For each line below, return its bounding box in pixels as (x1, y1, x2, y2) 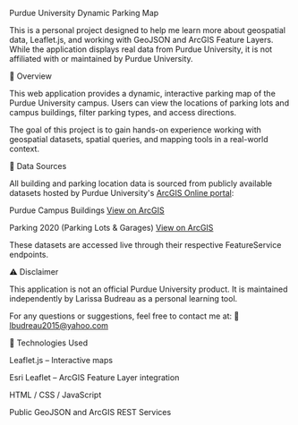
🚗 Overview (9, 71, 52, 81)
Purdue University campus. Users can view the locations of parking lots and (9, 98, 289, 108)
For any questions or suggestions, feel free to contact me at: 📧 (9, 310, 240, 321)
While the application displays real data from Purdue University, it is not (9, 44, 273, 55)
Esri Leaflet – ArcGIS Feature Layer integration (9, 372, 180, 383)
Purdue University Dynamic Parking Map (9, 8, 159, 18)
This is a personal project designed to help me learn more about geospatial (9, 25, 286, 35)
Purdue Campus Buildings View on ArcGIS (9, 205, 165, 216)
